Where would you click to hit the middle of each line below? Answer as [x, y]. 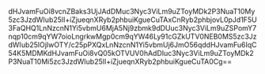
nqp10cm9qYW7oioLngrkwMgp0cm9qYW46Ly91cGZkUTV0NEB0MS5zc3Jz [132, 36]
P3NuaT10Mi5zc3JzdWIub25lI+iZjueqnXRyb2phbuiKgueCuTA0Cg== [120, 61]
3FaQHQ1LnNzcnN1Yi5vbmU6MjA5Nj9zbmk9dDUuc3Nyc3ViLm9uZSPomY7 [132, 28]
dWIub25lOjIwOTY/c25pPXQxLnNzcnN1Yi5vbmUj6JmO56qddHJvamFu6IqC [132, 45]
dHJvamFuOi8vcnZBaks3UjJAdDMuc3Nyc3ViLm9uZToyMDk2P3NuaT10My [132, 11]
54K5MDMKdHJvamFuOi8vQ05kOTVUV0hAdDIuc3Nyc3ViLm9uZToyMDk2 [131, 53]
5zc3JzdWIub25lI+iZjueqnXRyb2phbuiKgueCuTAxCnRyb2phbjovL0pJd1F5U [132, 20]
